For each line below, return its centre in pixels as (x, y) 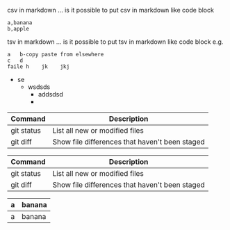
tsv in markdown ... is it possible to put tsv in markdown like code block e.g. (115, 42)
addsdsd (51, 94)
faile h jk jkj (39, 67)
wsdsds (39, 87)
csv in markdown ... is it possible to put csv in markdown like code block (110, 10)
